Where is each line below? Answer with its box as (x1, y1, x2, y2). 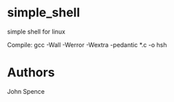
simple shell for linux (7, 27, 66, 36)
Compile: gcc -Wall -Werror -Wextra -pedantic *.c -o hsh (7, 40, 167, 49)
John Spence (7, 87, 45, 95)
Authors (7, 65, 55, 80)
